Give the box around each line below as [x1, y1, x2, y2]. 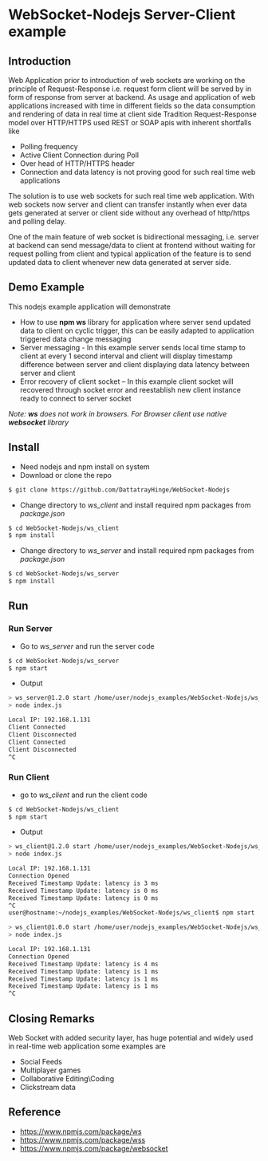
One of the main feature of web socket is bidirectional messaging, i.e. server [8, 232, 259, 241]
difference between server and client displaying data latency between [19, 359, 250, 369]
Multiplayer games [19, 1065, 81, 1075]
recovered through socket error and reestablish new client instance [19, 385, 242, 394]
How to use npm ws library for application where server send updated [19, 317, 251, 326]
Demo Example [8, 281, 85, 294]
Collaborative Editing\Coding [19, 1074, 115, 1084]
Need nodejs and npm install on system [19, 461, 150, 472]
